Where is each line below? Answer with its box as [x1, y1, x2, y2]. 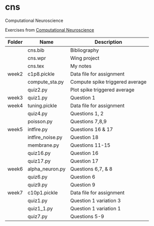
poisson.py [27, 118, 53, 125]
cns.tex [27, 62, 45, 69]
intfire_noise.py [27, 133, 62, 140]
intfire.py [27, 126, 48, 132]
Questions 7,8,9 [70, 118, 107, 125]
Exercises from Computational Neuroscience [5, 27, 94, 33]
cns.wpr [27, 55, 46, 61]
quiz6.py [27, 173, 47, 180]
